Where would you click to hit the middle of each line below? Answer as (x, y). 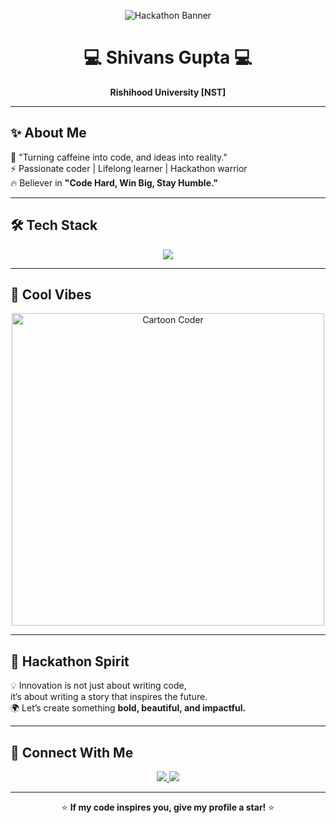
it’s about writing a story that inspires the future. (109, 697)
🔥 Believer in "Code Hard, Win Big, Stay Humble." (114, 182)
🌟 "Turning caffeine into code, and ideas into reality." (119, 157)
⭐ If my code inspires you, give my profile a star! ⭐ (168, 807)
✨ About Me (48, 133)
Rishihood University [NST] (168, 92)
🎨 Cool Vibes (51, 294)
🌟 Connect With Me (72, 752)
